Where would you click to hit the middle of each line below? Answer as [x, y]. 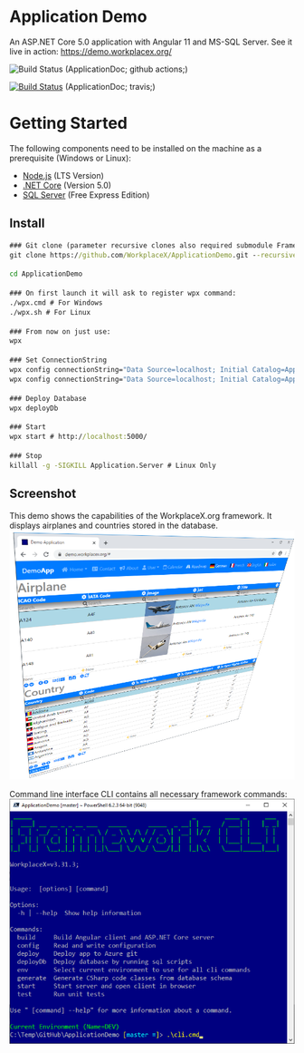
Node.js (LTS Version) [63, 175]
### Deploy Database [48, 398]
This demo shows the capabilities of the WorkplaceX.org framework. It [141, 515]
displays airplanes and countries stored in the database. [114, 525]
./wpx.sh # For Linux [50, 312]
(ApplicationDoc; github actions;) [126, 69]
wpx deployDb [34, 408]
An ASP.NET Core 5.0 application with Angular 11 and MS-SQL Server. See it [151, 42]
